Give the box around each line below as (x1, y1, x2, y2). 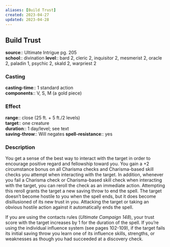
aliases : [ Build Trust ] (5, 7, 56, 13)
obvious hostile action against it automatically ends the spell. (5, 204, 134, 210)
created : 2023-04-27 (5, 12, 50, 17)
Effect (5, 103, 21, 110)
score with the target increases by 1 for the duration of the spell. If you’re (5, 219, 159, 226)
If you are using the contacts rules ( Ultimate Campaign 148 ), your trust (5, 214, 155, 220)
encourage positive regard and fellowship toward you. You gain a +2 (5, 161, 150, 167)
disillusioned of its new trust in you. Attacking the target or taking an (5, 199, 150, 205)
